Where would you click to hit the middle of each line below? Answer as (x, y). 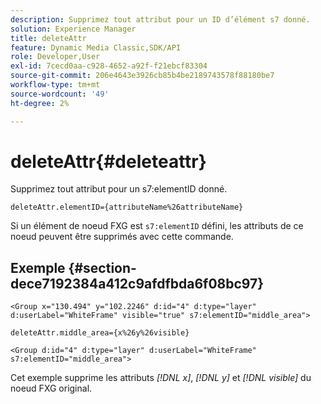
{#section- (102, 267)
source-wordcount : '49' (60, 94)
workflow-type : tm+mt (55, 85)
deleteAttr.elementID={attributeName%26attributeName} (127, 207)
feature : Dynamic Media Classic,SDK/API (96, 47)
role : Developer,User (55, 57)
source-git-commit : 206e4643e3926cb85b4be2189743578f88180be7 (142, 76)
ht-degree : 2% (40, 103)
